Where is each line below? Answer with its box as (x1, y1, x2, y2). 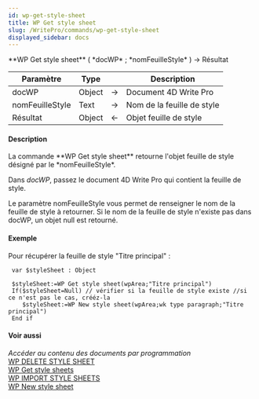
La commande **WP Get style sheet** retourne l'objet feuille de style (8, 152, 234, 161)
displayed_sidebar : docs (8, 33, 89, 42)
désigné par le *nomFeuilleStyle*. (8, 160, 116, 170)
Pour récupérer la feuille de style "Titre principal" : (8, 251, 171, 260)
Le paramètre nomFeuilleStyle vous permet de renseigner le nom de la (8, 199, 235, 208)
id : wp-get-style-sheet (8, 11, 86, 20)
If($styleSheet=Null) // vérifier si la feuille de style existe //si (11, 287, 247, 295)
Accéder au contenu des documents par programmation (8, 348, 192, 357)
